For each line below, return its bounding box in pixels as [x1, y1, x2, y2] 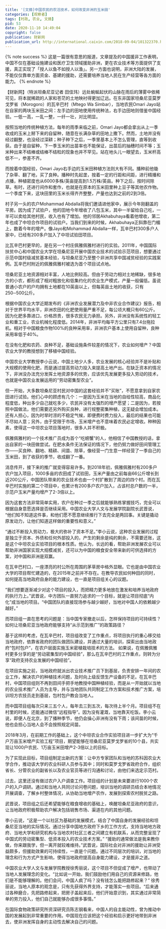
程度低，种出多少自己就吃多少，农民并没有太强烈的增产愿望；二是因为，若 [5, 400, 157, 406]
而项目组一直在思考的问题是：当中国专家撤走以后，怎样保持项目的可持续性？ [5, 615, 161, 621]
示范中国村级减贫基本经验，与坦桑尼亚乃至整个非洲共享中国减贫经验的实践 [5, 254, 157, 260]
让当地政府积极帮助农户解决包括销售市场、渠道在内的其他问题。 [5, 807, 135, 813]
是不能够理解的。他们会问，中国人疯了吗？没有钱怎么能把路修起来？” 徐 [9, 877, 156, 883]
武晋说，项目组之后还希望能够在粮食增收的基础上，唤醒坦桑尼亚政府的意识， [5, 800, 161, 806]
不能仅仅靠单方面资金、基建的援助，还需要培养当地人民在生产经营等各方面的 [5, 72, 161, 78]
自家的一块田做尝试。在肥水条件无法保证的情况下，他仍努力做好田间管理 [9, 441, 157, 447]
